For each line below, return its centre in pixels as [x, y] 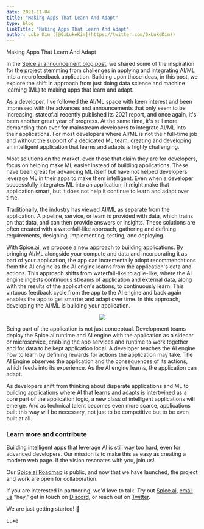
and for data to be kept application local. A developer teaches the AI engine [101, 348]
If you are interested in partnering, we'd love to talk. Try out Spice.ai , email [100, 491]
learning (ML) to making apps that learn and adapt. [70, 90]
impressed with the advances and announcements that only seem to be [96, 108]
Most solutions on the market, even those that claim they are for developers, [102, 159]
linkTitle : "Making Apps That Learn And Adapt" [68, 29]
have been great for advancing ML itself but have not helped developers [97, 172]
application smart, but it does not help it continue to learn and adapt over [98, 191]
